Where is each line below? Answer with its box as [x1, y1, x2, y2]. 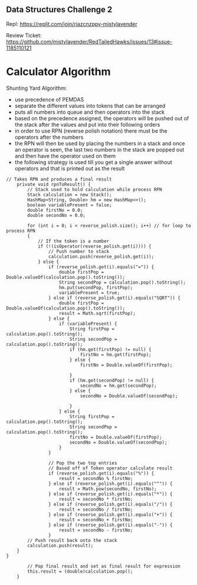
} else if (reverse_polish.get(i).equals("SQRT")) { [48, 295, 181, 301]
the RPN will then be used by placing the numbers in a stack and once [14, 140, 185, 147]
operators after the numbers [14, 133, 84, 140]
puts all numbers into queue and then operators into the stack [14, 109, 165, 116]
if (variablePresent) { [58, 321, 117, 327]
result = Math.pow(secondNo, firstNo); [58, 486, 157, 492]
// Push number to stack [48, 248, 110, 254]
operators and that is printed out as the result [14, 165, 125, 172]
